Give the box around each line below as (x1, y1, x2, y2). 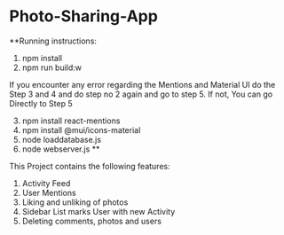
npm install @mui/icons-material (21, 124, 141, 135)
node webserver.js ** (21, 144, 100, 154)
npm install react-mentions (21, 115, 121, 126)
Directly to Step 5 (9, 98, 73, 108)
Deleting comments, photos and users (21, 215, 162, 226)
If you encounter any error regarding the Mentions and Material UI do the (9, 79, 276, 90)
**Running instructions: (9, 35, 98, 46)
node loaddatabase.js (21, 134, 102, 145)
